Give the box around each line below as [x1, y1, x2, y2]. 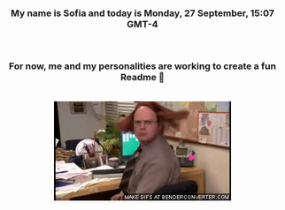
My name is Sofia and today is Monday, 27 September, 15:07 [11, 7, 274, 19]
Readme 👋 [120, 71, 165, 84]
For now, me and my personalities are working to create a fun [8, 60, 277, 72]
